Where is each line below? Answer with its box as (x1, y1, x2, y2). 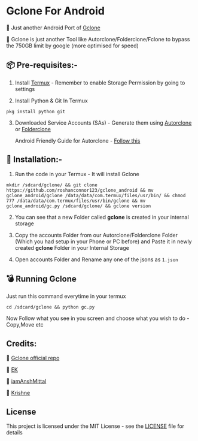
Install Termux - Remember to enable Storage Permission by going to (14, 79, 185, 86)
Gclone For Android (6, 4, 105, 18)
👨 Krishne (6, 389, 31, 397)
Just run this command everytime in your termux (6, 292, 126, 300)
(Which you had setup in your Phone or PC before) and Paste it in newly (14, 238, 192, 245)
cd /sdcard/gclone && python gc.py (6, 304, 95, 310)
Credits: (6, 339, 37, 349)
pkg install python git (6, 108, 66, 114)
